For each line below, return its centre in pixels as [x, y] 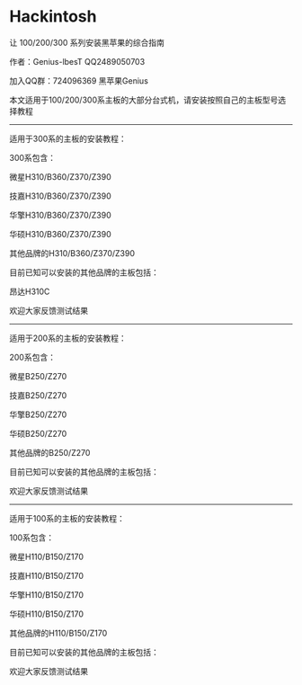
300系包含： [33, 157]
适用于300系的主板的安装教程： [68, 138]
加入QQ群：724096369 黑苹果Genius [79, 80]
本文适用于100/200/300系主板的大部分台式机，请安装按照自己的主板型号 [144, 100]
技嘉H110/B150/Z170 [46, 575]
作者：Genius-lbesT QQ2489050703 [77, 61]
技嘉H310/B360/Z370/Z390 [60, 196]
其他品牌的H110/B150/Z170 [58, 633]
